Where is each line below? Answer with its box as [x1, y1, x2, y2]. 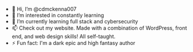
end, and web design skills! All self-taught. [11, 33, 116, 40]
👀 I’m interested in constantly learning [11, 12, 105, 19]
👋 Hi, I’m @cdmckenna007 [11, 6, 77, 12]
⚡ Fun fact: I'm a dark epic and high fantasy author [11, 40, 136, 46]
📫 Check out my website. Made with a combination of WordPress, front [11, 25, 188, 32]
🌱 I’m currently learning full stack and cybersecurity [11, 18, 139, 25]
